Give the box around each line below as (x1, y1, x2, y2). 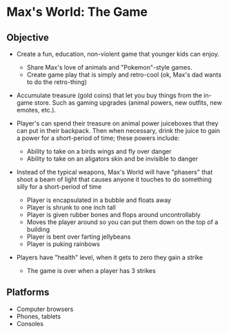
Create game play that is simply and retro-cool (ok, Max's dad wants (26, 70, 222, 79)
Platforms (6, 287, 50, 299)
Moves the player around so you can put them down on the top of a (26, 218, 219, 226)
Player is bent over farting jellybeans (26, 232, 131, 241)
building (26, 225, 50, 233)
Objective (6, 32, 50, 43)
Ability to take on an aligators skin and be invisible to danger (26, 154, 198, 163)
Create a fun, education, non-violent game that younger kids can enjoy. (16, 50, 220, 58)
